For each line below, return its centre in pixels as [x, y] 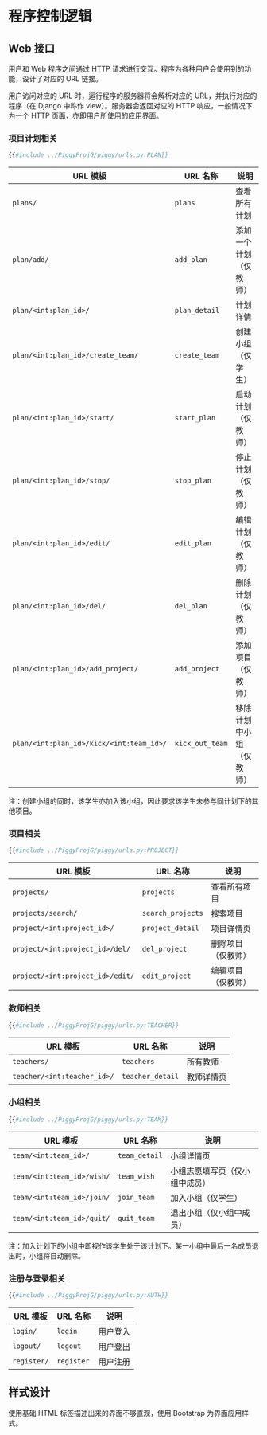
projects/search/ [45, 913]
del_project [164, 949]
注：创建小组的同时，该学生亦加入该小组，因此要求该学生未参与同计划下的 [130, 801]
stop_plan [193, 481]
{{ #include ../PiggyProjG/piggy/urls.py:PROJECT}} [94, 850]
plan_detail [197, 311]
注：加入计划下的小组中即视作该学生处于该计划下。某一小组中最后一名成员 [130, 1245]
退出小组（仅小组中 [206, 1213]
